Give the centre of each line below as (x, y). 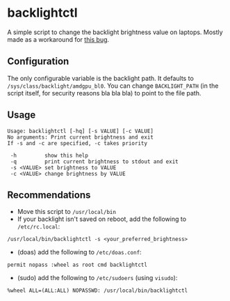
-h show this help (49, 155)
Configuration (38, 62)
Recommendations (49, 195)
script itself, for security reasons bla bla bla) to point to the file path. (104, 93)
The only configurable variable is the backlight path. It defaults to (101, 78)
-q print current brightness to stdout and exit (94, 162)
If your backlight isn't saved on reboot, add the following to (101, 219)
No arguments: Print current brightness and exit (81, 137)
